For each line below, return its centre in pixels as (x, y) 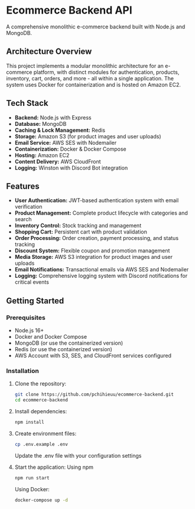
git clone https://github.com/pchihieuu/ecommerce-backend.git (94, 395)
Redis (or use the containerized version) (63, 349)
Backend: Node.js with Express (53, 117)
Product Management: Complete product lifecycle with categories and (101, 213)
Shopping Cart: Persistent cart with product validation (81, 232)
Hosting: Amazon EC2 (42, 155)
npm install (29, 422)
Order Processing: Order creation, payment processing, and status (97, 238)
